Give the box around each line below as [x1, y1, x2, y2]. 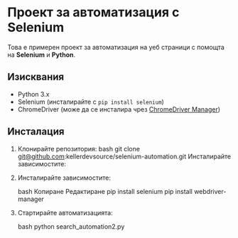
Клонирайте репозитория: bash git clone [17, 144, 141, 153]
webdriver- [194, 187, 227, 195]
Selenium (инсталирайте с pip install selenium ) [17, 97, 165, 106]
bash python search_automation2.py [17, 222, 125, 231]
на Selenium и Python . [7, 50, 76, 59]
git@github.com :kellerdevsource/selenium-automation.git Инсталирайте [17, 152, 232, 161]
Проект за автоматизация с [7, 4, 180, 21]
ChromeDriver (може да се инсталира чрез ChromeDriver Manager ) [17, 104, 221, 114]
